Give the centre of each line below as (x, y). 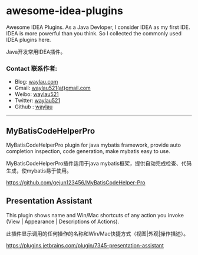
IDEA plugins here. (29, 39)
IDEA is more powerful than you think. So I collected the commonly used (94, 33)
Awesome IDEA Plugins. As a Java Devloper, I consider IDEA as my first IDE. (98, 27)
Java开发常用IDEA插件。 (36, 52)
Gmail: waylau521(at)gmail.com (53, 88)
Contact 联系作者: (32, 68)
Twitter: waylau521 (37, 101)
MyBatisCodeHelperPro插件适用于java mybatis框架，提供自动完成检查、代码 (99, 164)
